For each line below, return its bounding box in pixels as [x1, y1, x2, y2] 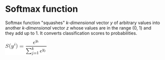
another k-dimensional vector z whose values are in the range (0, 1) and [5, 25, 152, 30]
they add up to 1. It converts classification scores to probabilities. [5, 30, 137, 36]
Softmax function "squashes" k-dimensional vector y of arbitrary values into [5, 20, 161, 26]
